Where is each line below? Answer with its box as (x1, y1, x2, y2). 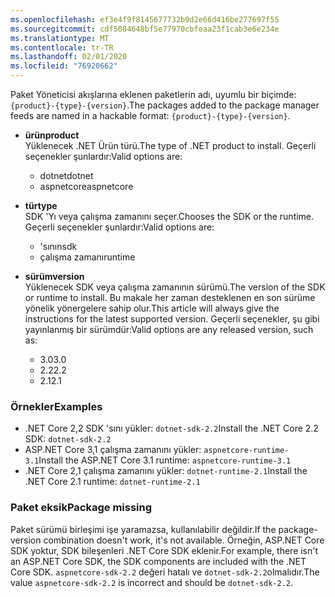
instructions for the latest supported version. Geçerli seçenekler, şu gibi (24, 313, 320, 325)
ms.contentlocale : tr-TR (10, 42, 114, 53)
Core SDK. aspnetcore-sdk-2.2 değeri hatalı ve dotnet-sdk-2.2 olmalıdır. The (10, 566, 320, 578)
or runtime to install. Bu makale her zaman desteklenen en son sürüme (24, 292, 316, 303)
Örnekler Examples (10, 399, 103, 413)
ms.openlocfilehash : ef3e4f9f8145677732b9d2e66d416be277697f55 (10, 14, 280, 25)
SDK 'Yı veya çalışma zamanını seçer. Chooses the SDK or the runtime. (24, 211, 315, 222)
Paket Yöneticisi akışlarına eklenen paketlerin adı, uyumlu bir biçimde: (10, 89, 297, 100)
